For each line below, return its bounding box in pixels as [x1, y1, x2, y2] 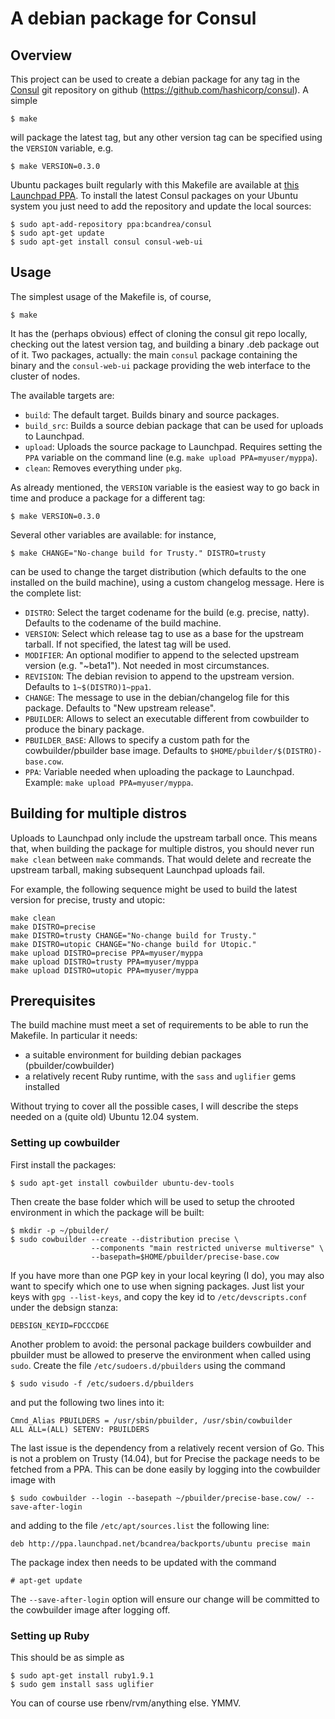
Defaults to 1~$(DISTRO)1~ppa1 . [24, 680, 152, 692]
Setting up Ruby [10, 1628, 90, 1642]
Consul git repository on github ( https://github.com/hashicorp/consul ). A [10, 84, 309, 96]
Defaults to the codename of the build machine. [24, 617, 222, 629]
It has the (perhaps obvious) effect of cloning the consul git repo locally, [10, 327, 308, 339]
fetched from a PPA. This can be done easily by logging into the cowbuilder [10, 1463, 321, 1475]
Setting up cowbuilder [10, 1136, 120, 1150]
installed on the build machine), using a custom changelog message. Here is [10, 576, 325, 588]
